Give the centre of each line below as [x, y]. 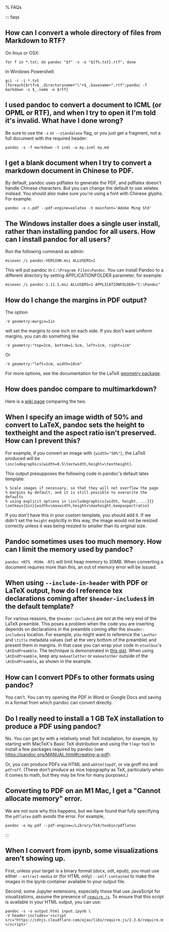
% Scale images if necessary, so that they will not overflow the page [82, 488]
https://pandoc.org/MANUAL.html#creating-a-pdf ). [58, 754]
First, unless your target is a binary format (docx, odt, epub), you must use [82, 871]
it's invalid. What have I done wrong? [64, 121]
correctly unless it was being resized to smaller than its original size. [76, 526]
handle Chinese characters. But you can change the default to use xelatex [82, 188]
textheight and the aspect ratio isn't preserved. [81, 433]
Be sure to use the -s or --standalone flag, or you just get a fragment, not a [83, 133]
